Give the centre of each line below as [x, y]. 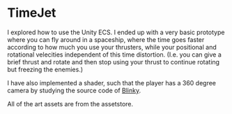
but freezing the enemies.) [45, 69]
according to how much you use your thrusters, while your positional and [112, 47]
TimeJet [32, 13]
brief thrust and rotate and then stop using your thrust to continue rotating [114, 62]
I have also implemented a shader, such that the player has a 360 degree [112, 83]
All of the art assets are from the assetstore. [70, 104]
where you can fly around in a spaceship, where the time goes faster [106, 39]
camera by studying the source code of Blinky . [74, 90]
